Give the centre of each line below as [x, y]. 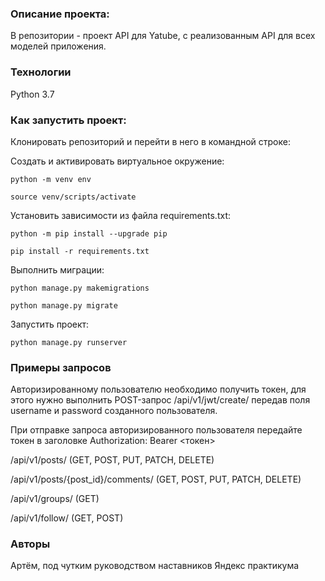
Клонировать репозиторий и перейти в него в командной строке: [150, 141]
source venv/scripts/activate [73, 197]
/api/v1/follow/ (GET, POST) [67, 518]
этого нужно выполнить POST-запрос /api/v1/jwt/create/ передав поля [160, 400]
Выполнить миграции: [57, 269]
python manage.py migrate [64, 305]
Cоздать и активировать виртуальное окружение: [117, 161]
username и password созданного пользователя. [114, 411]
